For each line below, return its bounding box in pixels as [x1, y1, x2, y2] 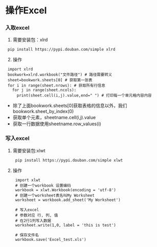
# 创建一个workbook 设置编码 [15, 183, 71, 188]
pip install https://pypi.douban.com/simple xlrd [7, 47, 116, 52]
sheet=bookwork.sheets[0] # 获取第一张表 [7, 78, 93, 83]
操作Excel [5, 5, 47, 16]
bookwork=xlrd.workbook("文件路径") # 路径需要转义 [7, 72, 113, 77]
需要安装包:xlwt [12, 147, 46, 153]
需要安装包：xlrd [12, 37, 48, 43]
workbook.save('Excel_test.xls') [15, 237, 86, 242]
